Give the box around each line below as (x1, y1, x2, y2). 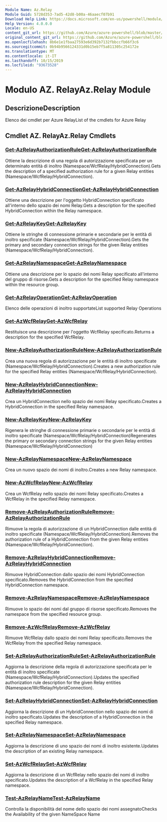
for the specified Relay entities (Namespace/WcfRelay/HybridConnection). (5, 368, 158, 374)
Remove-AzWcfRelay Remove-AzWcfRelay (5, 623, 111, 630)
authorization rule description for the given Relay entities (5, 679, 121, 686)
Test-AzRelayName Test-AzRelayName (5, 795, 100, 802)
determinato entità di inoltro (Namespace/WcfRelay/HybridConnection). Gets (5, 163, 161, 169)
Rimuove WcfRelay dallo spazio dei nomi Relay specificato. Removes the (5, 635, 153, 641)
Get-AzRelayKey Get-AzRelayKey (5, 220, 87, 227)
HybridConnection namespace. (5, 582, 69, 588)
